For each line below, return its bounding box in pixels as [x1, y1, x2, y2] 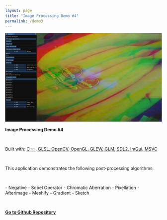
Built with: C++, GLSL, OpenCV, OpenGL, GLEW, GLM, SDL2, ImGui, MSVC [5, 146, 158, 152]
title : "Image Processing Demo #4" [5, 13, 79, 18]
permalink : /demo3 [5, 18, 43, 23]
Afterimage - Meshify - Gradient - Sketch [5, 190, 89, 196]
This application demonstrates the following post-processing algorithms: [5, 165, 154, 171]
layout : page [5, 8, 32, 13]
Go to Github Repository [5, 209, 56, 215]
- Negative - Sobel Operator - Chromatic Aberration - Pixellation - [5, 185, 140, 191]
